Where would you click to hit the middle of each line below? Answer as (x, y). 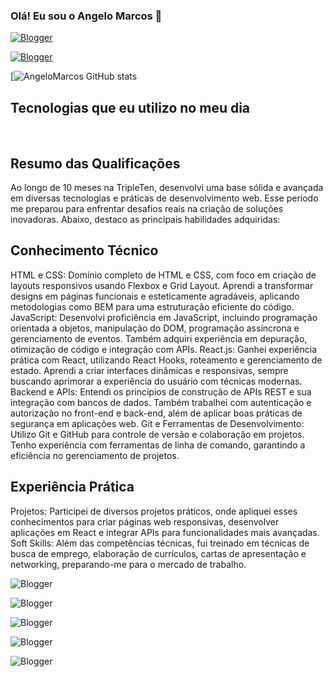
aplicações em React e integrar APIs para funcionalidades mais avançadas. (165, 532)
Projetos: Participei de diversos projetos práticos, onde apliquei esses (154, 511)
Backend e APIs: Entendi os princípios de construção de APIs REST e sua (161, 391)
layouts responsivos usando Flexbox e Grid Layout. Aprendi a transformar (162, 285)
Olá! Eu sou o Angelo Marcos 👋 (86, 16)
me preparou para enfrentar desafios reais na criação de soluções (147, 208)
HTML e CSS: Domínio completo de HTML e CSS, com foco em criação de (163, 275)
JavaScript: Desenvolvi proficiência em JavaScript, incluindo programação (164, 317)
